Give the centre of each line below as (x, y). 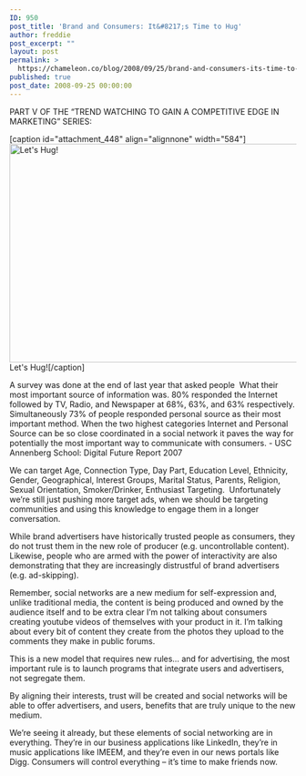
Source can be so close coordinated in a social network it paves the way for (152, 433)
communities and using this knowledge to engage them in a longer (134, 509)
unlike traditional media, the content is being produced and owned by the (147, 602)
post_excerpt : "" (42, 43)
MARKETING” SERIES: (51, 121)
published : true (40, 77)
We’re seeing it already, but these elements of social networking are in (141, 732)
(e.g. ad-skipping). (44, 575)
